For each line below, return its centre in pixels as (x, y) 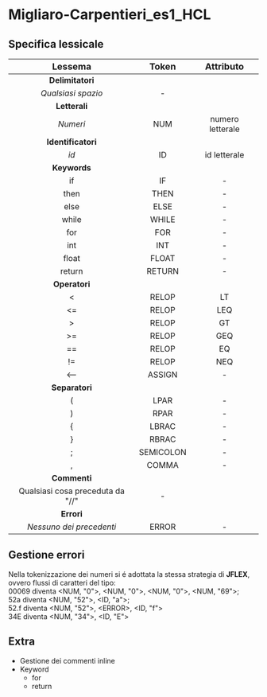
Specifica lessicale (56, 44)
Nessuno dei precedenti (72, 527)
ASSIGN (163, 374)
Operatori (72, 284)
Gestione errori (46, 555)
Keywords (72, 167)
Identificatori (72, 142)
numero (225, 119)
